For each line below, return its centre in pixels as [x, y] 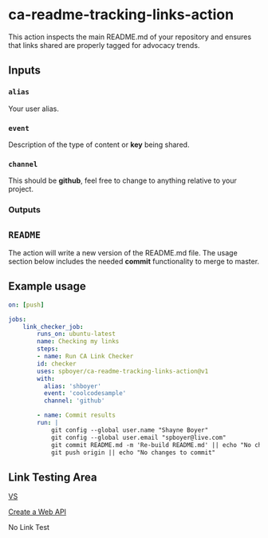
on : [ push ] [26, 305]
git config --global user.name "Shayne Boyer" [130, 430]
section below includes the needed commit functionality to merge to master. [134, 261]
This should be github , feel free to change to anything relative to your [123, 180]
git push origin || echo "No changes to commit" [133, 453]
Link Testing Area [53, 477]
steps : [48, 349]
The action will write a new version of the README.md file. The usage [123, 252]
